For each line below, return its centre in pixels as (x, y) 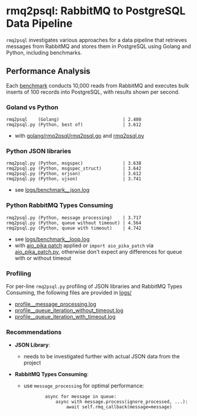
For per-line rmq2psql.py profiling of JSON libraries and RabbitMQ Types (94, 286)
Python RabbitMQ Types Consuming (60, 205)
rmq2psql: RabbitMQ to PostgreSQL (96, 11)
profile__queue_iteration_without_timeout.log (69, 310)
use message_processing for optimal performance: (84, 386)
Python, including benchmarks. (44, 52)
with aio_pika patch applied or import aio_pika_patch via (84, 245)
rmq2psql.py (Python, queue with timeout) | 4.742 (74, 228)
